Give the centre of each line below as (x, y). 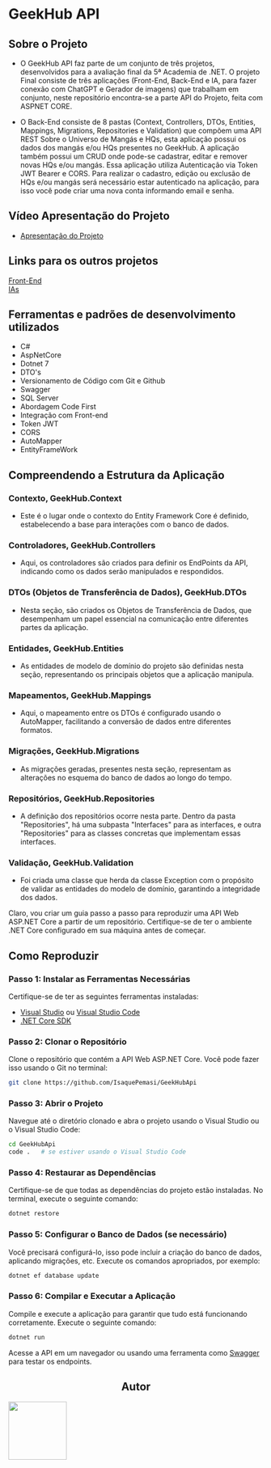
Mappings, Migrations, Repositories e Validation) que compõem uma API (141, 131)
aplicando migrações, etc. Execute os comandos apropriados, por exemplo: (134, 1261)
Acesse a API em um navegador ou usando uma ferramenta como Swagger (134, 1352)
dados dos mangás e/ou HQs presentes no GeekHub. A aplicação (130, 148)
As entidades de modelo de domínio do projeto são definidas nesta (132, 666)
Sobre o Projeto (48, 44)
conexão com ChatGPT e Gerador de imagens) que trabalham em (129, 89)
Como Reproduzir (54, 956)
